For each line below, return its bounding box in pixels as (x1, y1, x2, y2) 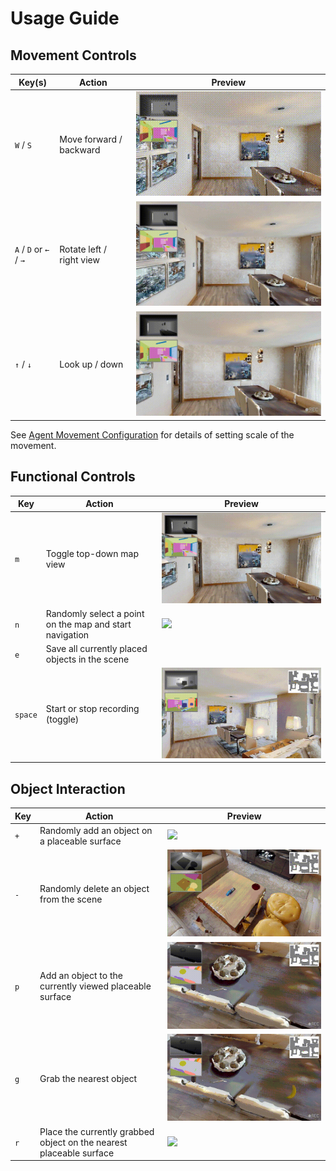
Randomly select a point (45, 607, 145, 619)
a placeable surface (39, 835, 122, 847)
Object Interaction (10, 780, 126, 797)
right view (59, 254, 100, 266)
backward (59, 144, 101, 156)
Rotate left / (59, 243, 107, 256)
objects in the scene (45, 653, 130, 666)
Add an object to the (39, 970, 123, 982)
